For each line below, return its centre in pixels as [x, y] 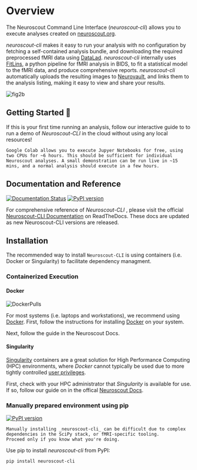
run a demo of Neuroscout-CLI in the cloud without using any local [87, 133]
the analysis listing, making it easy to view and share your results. [86, 82]
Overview [30, 11]
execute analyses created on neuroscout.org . [61, 33]
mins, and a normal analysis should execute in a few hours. [83, 166]
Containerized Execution [42, 277]
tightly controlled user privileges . [46, 372]
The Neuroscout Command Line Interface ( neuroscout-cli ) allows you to [93, 27]
